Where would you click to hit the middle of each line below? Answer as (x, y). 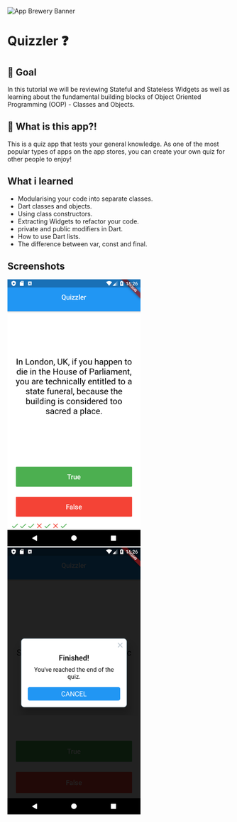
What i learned (40, 181)
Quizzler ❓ (38, 41)
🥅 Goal (22, 72)
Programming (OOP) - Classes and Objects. (71, 104)
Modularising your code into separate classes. (85, 199)
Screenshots (36, 267)
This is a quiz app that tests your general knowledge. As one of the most (113, 144)
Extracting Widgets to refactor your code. (78, 221)
